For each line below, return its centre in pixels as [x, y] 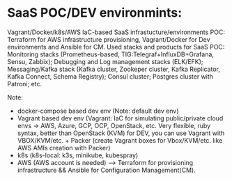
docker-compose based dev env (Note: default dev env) [98, 111]
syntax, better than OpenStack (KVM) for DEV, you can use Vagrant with [121, 133]
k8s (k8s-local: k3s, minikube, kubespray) [78, 155]
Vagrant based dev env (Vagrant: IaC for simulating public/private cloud [120, 118]
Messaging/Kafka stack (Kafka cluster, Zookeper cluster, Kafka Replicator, [114, 69]
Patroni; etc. [25, 84]
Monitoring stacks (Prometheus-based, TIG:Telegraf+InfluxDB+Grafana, [111, 54]
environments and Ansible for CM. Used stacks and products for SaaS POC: [116, 47]
